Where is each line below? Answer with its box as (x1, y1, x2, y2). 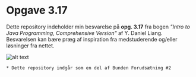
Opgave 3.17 (6, 4, 68, 17)
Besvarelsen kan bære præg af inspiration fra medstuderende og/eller (6, 36, 178, 43)
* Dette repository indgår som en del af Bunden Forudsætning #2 (6, 65, 171, 71)
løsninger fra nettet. (6, 42, 55, 49)
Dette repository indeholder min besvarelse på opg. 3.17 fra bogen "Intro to (6, 23, 190, 30)
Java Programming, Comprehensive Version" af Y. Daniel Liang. (6, 29, 163, 36)
